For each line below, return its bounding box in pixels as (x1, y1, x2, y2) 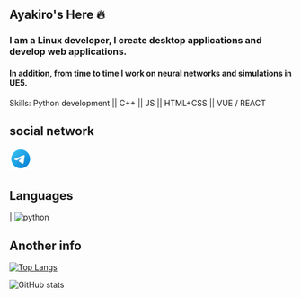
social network (9, 123, 94, 139)
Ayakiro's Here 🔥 (9, 7, 106, 23)
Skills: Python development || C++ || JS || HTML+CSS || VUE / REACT (9, 97, 267, 108)
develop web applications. (9, 45, 128, 58)
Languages (9, 188, 74, 203)
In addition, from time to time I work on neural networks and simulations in (9, 68, 292, 78)
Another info (9, 238, 83, 253)
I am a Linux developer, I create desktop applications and (9, 34, 262, 47)
